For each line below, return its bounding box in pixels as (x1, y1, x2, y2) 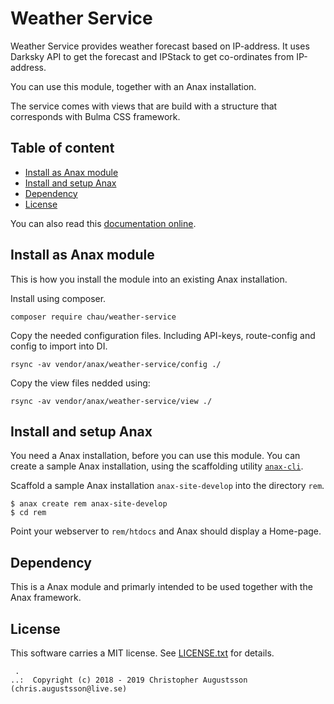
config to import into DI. (10, 340, 108, 352)
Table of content (10, 140, 115, 157)
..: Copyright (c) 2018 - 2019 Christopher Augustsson (10, 675, 248, 685)
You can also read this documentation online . (10, 217, 197, 229)
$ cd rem (10, 508, 47, 518)
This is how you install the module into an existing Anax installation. (10, 273, 288, 285)
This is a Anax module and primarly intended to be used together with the (10, 581, 313, 593)
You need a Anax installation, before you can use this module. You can (10, 450, 301, 462)
